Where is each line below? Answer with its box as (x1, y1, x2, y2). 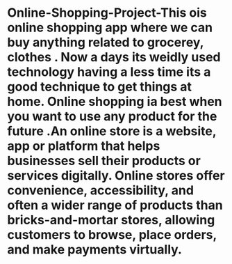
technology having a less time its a (7, 64, 211, 80)
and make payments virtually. (7, 242, 183, 258)
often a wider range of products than (7, 197, 224, 213)
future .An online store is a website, (7, 123, 217, 139)
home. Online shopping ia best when (7, 94, 222, 109)
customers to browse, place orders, (7, 227, 217, 243)
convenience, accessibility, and (7, 183, 194, 199)
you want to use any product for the (7, 109, 217, 125)
